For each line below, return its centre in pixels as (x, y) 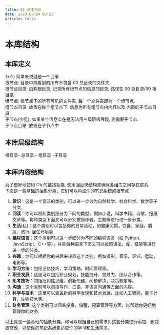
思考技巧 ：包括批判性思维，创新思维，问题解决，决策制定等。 (74, 281)
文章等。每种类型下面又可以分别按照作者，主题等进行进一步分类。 (78, 220)
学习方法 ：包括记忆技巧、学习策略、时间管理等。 (61, 268)
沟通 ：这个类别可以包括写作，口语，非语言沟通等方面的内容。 (74, 287)
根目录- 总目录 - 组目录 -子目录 (36, 155)
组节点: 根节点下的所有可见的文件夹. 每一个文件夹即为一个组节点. (70, 101)
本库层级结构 (24, 142)
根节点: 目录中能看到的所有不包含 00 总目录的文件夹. (58, 83)
